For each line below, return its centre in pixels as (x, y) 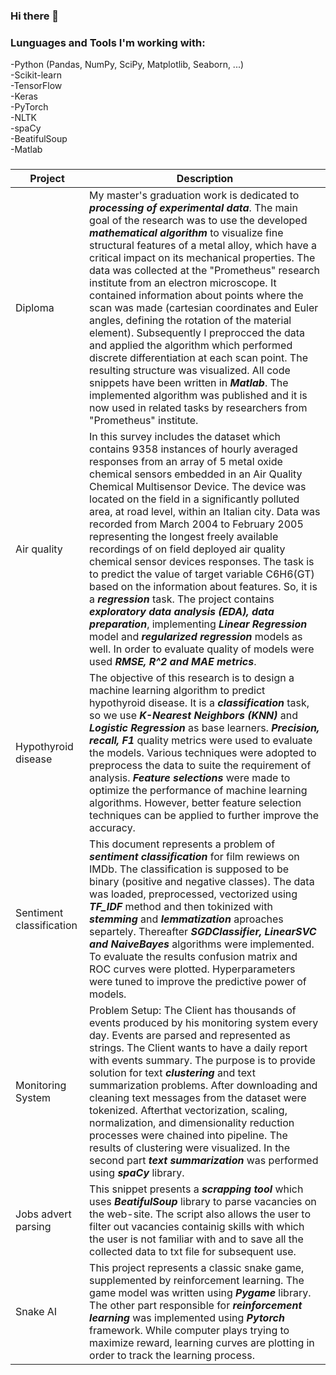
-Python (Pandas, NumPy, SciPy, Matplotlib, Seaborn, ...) (127, 65)
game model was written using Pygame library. (200, 1293)
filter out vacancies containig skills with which (197, 1227)
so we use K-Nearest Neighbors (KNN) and (193, 716)
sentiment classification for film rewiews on (194, 857)
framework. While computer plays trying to (189, 1331)
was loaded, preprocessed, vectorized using (193, 894)
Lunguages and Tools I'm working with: (108, 42)
